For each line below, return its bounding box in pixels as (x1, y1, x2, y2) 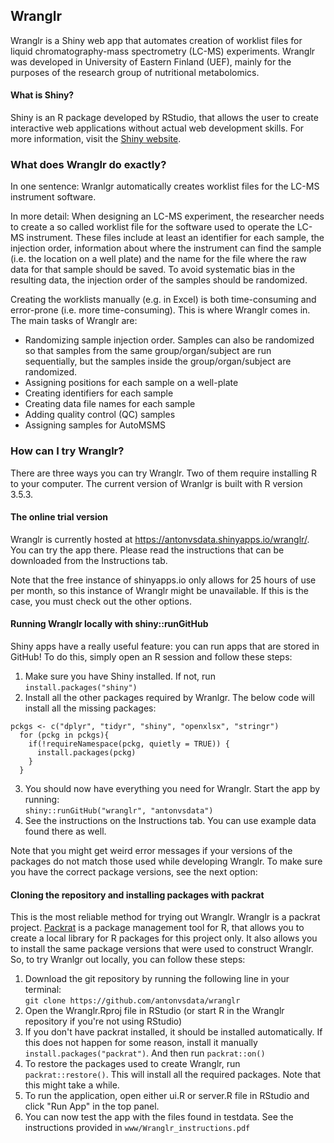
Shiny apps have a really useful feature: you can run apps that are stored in (10, 640, 320, 653)
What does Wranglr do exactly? (10, 157, 167, 171)
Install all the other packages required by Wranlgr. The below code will (24, 692, 315, 704)
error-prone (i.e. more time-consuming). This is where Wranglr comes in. (10, 304, 311, 316)
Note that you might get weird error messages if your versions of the (10, 845, 293, 857)
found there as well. (24, 825, 107, 838)
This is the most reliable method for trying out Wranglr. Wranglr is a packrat (10, 911, 321, 923)
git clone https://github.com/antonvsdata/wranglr (24, 996, 241, 1006)
